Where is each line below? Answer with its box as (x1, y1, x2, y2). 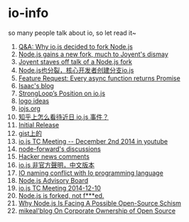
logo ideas (18, 96, 50, 105)
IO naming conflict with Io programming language (18, 169, 164, 177)
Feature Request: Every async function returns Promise (18, 73, 180, 83)
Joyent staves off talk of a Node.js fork (18, 57, 132, 65)
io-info (8, 5, 49, 21)
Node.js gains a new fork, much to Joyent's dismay (18, 50, 169, 58)
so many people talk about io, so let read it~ (8, 28, 137, 37)
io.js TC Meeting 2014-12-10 (18, 184, 102, 192)
